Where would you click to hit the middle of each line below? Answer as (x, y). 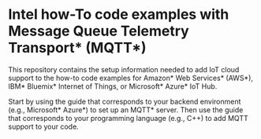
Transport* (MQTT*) (78, 48)
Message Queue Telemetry (99, 31)
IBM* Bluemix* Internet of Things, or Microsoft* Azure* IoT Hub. (113, 86)
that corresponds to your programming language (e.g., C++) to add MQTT (128, 118)
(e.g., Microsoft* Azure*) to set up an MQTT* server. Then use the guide (126, 110)
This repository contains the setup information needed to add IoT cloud (124, 69)
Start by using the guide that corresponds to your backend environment (125, 101)
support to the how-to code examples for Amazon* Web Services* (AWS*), (131, 78)
